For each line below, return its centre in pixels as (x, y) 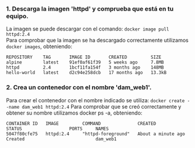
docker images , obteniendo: (39, 46)
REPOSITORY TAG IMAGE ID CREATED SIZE (84, 58)
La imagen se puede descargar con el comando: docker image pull (88, 29)
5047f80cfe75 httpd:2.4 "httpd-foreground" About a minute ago (95, 134)
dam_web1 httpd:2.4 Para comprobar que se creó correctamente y (101, 106)
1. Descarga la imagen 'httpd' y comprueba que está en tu (90, 9)
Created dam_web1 (61, 139)
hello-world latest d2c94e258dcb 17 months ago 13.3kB (86, 73)
